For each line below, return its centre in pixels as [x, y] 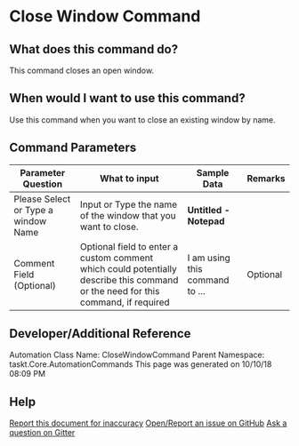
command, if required [125, 302]
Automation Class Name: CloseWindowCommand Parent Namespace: [137, 355]
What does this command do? [94, 49]
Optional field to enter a [129, 246]
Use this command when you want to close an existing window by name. [142, 119]
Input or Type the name [129, 204]
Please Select [42, 199]
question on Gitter [42, 433]
